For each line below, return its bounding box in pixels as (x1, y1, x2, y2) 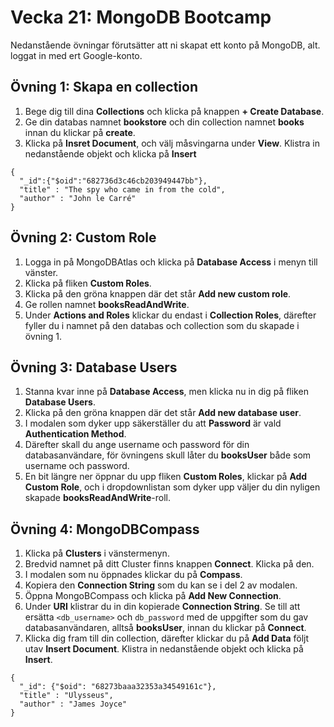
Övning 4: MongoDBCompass (10, 521, 200, 538)
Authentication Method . (24, 428, 127, 440)
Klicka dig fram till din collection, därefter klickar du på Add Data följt (24, 632, 310, 645)
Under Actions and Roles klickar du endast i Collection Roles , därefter (24, 309, 317, 321)
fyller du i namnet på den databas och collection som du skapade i (24, 319, 300, 331)
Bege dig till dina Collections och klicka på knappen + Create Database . (24, 105, 325, 117)
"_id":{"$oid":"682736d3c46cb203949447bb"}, (19, 176, 208, 186)
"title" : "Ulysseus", (19, 691, 114, 701)
